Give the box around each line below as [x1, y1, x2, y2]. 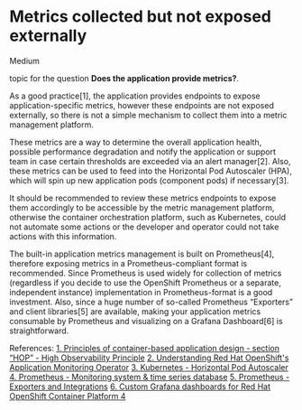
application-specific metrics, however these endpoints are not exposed [9, 99, 275, 110]
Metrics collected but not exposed [9, 6, 272, 27]
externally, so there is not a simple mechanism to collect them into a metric [9, 109, 288, 120]
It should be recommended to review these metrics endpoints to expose [9, 192, 277, 203]
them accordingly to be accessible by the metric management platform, [9, 201, 275, 213]
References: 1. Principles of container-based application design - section [9, 342, 279, 353]
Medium [9, 55, 41, 66]
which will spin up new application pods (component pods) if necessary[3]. [9, 174, 289, 186]
